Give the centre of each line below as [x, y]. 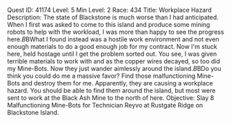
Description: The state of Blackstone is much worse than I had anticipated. [113, 17]
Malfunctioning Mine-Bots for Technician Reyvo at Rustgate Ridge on [105, 105]
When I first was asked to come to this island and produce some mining [109, 24]
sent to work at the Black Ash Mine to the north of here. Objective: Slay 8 [111, 98]
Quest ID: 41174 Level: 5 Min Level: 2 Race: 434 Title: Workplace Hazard [110, 10]
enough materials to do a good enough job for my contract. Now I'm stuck [112, 47]
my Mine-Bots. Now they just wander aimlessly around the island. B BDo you [114, 69]
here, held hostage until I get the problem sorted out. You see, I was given [112, 54]
